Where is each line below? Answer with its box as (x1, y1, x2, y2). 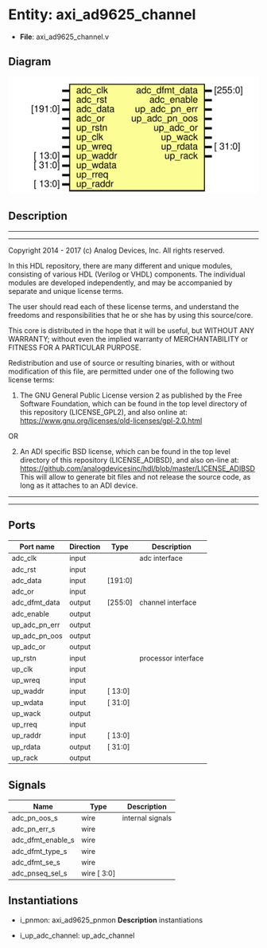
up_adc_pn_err (11, 620, 60, 629)
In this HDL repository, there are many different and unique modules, (8, 261, 233, 270)
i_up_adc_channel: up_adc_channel (19, 930, 135, 940)
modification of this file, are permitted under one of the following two (8, 366, 234, 376)
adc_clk (11, 554, 37, 563)
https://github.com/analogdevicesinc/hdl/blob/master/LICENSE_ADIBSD (19, 464, 256, 473)
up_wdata (11, 697, 44, 707)
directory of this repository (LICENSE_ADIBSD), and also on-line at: (19, 455, 240, 464)
